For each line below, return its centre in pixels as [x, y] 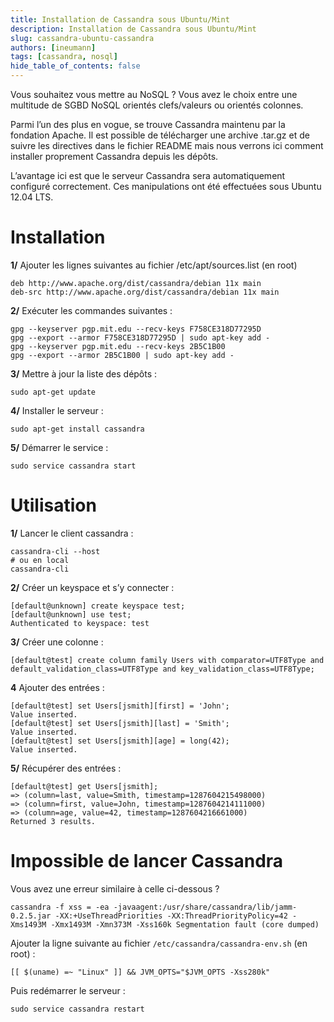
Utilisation [53, 505]
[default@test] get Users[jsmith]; [84, 786]
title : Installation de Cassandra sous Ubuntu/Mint [120, 19]
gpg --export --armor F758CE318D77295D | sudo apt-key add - [140, 337]
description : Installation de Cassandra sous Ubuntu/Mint [133, 29]
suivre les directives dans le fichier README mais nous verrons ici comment [167, 145]
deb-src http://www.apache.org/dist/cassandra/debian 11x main [145, 292]
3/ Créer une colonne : [57, 642]
